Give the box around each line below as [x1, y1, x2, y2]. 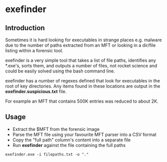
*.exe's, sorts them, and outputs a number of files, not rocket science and [5, 63, 157, 68]
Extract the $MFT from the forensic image [12, 126, 100, 132]
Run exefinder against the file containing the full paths [12, 142, 126, 148]
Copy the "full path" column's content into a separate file [12, 137, 131, 143]
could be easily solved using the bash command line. [5, 68, 115, 74]
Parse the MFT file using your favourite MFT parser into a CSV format [12, 131, 157, 137]
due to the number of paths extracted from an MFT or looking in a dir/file [5, 42, 156, 48]
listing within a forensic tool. [5, 48, 64, 53]
